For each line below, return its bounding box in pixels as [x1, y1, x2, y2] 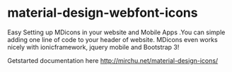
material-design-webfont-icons [7, 5, 198, 21]
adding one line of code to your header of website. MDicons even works [7, 35, 218, 43]
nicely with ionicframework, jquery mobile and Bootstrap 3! [7, 43, 180, 51]
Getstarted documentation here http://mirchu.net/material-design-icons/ [7, 56, 219, 64]
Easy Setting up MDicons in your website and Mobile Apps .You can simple [7, 28, 226, 36]
